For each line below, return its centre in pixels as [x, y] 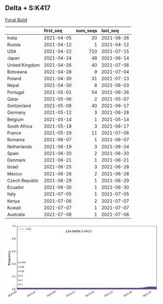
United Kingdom [23, 65]
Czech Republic [23, 180]
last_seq [110, 31]
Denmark [16, 160]
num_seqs [86, 31]
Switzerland [19, 106]
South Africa [20, 126]
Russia [14, 44]
